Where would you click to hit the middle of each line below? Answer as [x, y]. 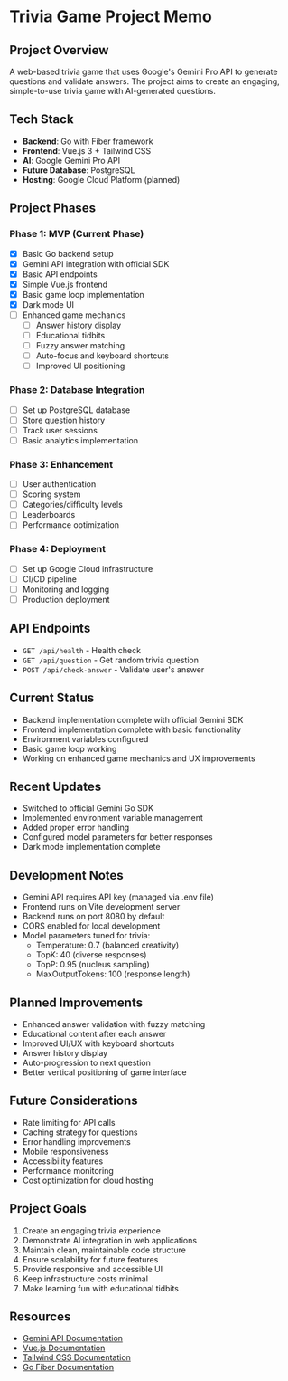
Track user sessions [60, 430]
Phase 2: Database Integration [77, 390]
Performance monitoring [68, 1170]
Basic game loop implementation [83, 294]
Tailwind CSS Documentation [76, 1357]
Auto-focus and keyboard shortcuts [102, 356]
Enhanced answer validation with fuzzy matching [114, 1024]
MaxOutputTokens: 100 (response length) [113, 974]
